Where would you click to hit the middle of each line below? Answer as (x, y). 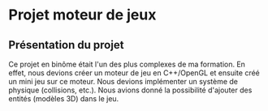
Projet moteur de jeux (82, 15)
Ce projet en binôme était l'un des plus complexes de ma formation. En (127, 64)
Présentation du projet (66, 45)
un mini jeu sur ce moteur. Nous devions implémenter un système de (123, 81)
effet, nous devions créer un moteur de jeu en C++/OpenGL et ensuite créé (134, 73)
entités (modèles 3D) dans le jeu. (64, 98)
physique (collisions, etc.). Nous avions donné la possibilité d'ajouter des (130, 90)
